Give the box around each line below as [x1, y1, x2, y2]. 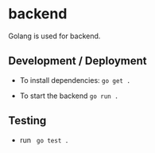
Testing [8, 114, 47, 127]
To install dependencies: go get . [19, 75, 131, 84]
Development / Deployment [8, 54, 147, 68]
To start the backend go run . [19, 91, 119, 100]
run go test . [19, 135, 69, 144]
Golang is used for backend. [8, 31, 101, 41]
